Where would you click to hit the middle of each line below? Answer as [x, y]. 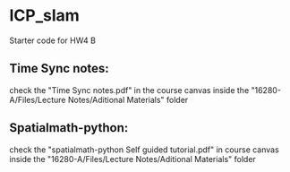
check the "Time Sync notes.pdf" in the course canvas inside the [129, 90]
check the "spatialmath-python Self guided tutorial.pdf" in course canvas [144, 150]
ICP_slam [45, 16]
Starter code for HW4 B [53, 40]
